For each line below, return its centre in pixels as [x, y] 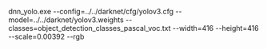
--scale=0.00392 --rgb [46, 36]
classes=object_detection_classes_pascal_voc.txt [90, 28]
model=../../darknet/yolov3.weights [66, 20]
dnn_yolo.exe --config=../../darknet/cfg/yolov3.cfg [91, 11]
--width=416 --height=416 [216, 28]
